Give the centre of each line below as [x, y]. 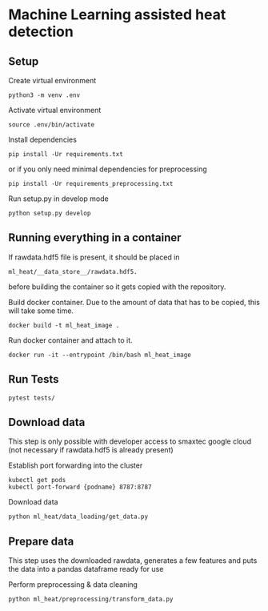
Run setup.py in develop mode [59, 199]
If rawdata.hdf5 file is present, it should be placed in [94, 257]
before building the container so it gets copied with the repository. [117, 287]
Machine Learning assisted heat [117, 15]
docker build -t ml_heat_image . [64, 325]
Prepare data [41, 541]
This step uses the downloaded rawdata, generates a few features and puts [133, 561]
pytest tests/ [32, 398]
